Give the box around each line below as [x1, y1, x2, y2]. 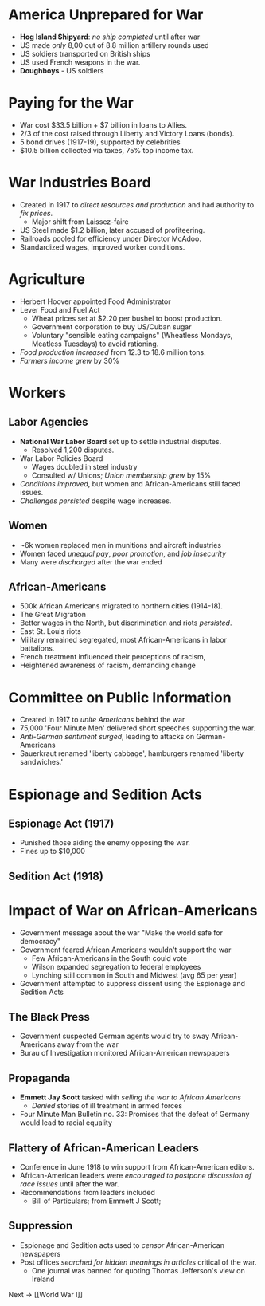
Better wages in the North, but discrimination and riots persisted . [19, 618, 232, 627]
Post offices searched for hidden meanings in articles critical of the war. [19, 1257, 257, 1267]
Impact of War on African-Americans [8, 901, 258, 919]
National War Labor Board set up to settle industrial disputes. [19, 436, 222, 446]
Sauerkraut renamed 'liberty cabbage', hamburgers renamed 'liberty [19, 749, 244, 758]
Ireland [31, 1274, 55, 1284]
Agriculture [8, 270, 86, 288]
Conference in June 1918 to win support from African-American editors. [19, 1162, 255, 1172]
